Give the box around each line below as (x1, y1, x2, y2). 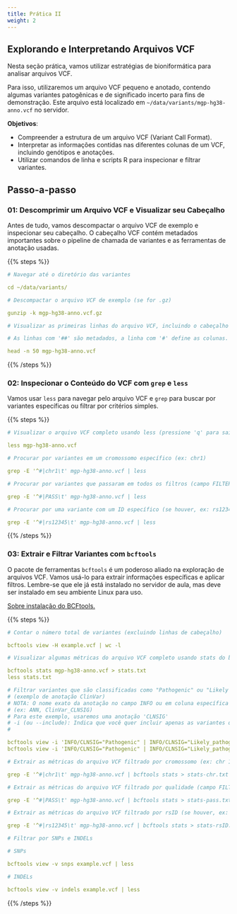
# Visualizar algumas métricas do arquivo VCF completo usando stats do (7, 654, 226, 662)
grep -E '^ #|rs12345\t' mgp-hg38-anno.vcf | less (7, 518, 157, 526)
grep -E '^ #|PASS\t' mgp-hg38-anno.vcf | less (7, 493, 147, 500)
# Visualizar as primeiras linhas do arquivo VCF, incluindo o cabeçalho (7, 322, 229, 329)
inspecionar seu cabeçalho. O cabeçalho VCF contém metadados (7, 229, 198, 237)
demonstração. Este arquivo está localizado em (7, 98, 146, 107)
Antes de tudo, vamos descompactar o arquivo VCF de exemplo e (7, 221, 199, 229)
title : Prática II (7, 10, 61, 18)
